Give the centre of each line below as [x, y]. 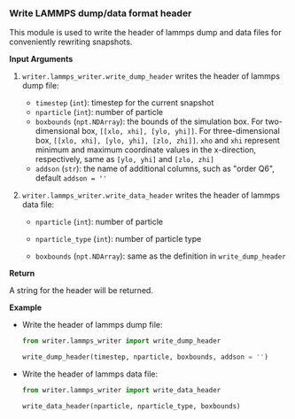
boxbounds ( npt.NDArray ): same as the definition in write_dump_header [160, 256]
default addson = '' [71, 178]
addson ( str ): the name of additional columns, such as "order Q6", [155, 169]
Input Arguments [41, 59]
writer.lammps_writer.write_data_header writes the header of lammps [151, 195]
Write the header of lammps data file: [90, 374]
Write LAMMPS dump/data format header [101, 13]
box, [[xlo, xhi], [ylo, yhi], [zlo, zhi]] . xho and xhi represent [158, 141]
